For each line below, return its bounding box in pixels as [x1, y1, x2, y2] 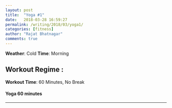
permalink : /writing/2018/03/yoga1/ [5, 22, 83, 27]
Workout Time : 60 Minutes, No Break [5, 79, 85, 85]
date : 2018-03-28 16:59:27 [5, 17, 68, 22]
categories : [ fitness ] [5, 27, 54, 32]
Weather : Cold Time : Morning [5, 50, 69, 57]
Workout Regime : [5, 65, 64, 74]
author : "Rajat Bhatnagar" [5, 31, 63, 37]
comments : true [5, 37, 38, 42]
